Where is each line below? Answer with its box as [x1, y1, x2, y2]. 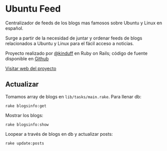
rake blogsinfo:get [5, 103, 47, 108]
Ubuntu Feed [5, 3, 61, 15]
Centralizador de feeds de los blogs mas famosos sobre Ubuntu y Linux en [5, 20, 162, 26]
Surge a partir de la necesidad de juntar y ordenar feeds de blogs [5, 35, 143, 41]
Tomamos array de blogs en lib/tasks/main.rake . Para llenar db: [5, 93, 142, 99]
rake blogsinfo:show [5, 122, 49, 127]
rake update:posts [5, 140, 44, 146]
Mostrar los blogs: [5, 112, 43, 118]
